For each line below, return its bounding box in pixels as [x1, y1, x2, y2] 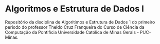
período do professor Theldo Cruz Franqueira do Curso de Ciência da [5, 24, 144, 30]
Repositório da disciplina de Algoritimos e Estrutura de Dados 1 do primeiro [5, 19, 155, 25]
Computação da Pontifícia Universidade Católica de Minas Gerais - [5, 29, 139, 35]
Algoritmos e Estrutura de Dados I [5, 3, 144, 14]
